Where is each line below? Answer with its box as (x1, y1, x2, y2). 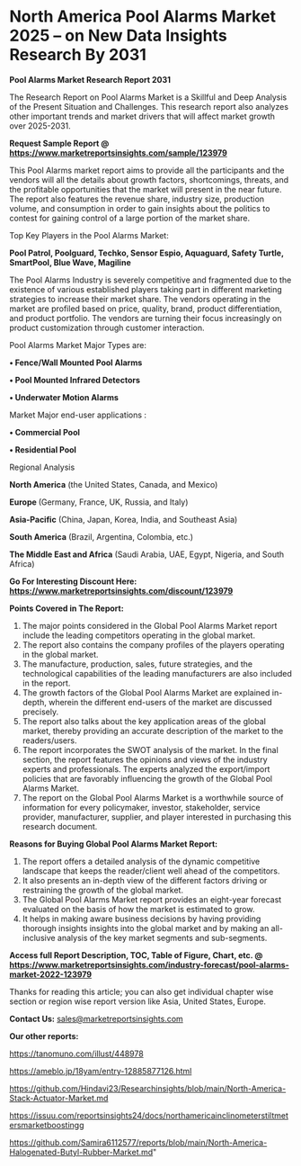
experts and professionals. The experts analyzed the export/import (22, 763, 270, 775)
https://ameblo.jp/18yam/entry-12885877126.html (9, 1065, 192, 1076)
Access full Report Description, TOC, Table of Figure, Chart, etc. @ (9, 949, 263, 960)
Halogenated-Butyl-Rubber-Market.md (9, 1146, 154, 1157)
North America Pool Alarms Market (9, 6, 277, 27)
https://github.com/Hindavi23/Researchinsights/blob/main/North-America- (9, 1082, 287, 1094)
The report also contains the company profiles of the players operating (22, 639, 285, 650)
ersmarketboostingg (9, 1119, 84, 1130)
